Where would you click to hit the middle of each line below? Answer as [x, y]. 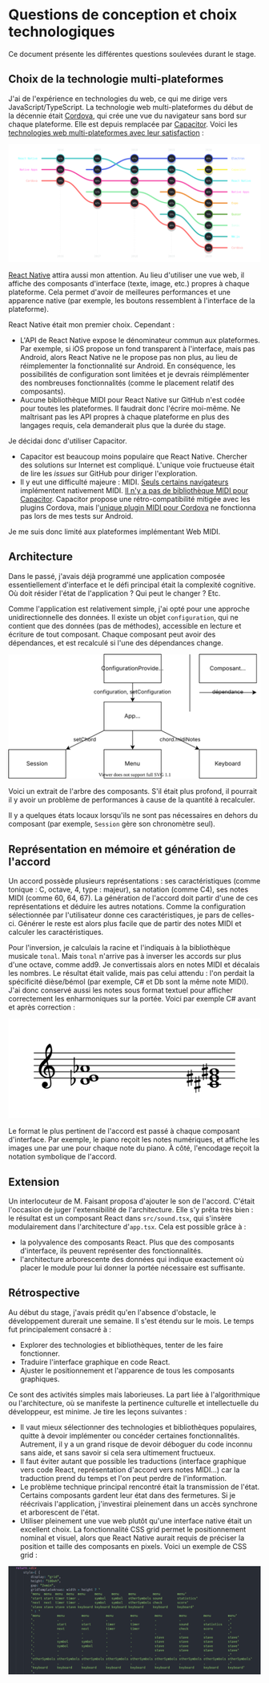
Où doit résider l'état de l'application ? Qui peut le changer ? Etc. [114, 593]
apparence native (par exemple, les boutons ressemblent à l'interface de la [132, 301]
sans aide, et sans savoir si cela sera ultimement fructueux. [118, 1452]
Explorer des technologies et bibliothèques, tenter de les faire [121, 1345]
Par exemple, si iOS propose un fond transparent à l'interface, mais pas [137, 349]
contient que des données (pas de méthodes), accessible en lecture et [125, 625]
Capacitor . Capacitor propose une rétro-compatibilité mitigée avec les [135, 499]
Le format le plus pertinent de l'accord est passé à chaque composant [124, 1131]
